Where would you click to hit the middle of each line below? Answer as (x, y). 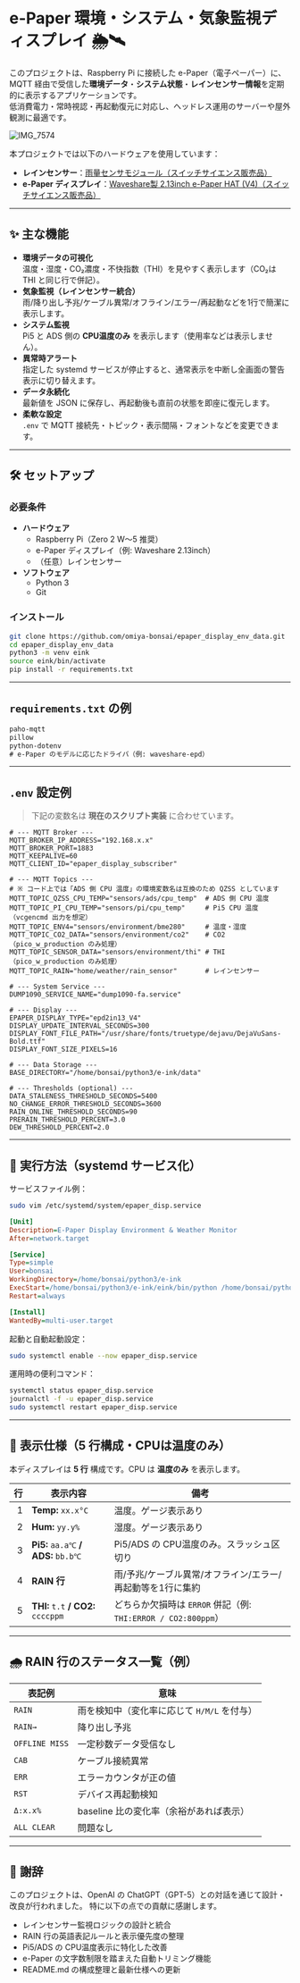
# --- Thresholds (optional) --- (71, 1088)
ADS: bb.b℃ (57, 1556)
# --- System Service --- (57, 987)
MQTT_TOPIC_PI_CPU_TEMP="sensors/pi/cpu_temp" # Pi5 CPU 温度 (134, 908)
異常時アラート (50, 357)
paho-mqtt (28, 729)
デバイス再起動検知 (117, 1794)
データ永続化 (46, 391)
